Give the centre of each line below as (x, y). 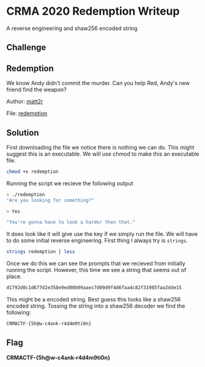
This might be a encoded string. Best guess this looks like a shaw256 (94, 300)
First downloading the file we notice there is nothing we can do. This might (100, 147)
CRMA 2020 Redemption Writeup (93, 11)
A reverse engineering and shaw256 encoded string (72, 28)
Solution (23, 133)
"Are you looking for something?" (50, 200)
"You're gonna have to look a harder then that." (71, 222)
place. (14, 276)
